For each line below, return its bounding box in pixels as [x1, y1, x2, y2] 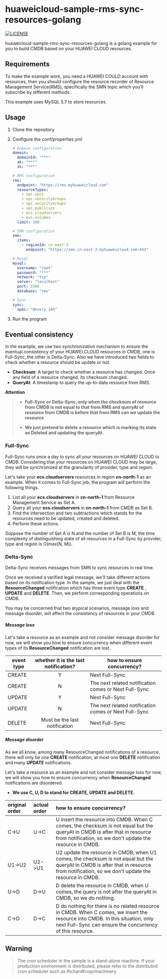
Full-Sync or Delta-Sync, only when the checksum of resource [24, 399, 157, 405]
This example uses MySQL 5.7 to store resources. [5, 99, 107, 105]
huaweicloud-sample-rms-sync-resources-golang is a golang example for [5, 40, 158, 46]
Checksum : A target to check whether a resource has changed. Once [12, 369, 156, 375]
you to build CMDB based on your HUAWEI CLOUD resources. [5, 45, 133, 51]
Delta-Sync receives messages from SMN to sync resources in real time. [5, 564, 154, 570]
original [7, 801, 26, 808]
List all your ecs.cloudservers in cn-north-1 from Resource [12, 494, 135, 500]
